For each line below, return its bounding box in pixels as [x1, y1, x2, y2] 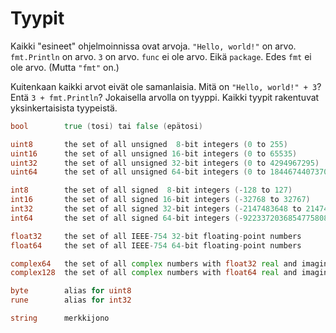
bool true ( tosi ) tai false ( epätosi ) [10, 121, 203, 131]
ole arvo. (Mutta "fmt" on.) [10, 61, 120, 73]
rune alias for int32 [10, 295, 132, 306]
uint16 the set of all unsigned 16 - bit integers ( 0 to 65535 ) [10, 148, 298, 159]
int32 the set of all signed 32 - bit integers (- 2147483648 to [10, 204, 302, 214]
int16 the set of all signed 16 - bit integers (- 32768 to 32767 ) [10, 195, 311, 205]
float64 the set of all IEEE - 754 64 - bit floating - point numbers [10, 240, 302, 251]
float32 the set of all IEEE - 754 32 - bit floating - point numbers [10, 231, 302, 241]
